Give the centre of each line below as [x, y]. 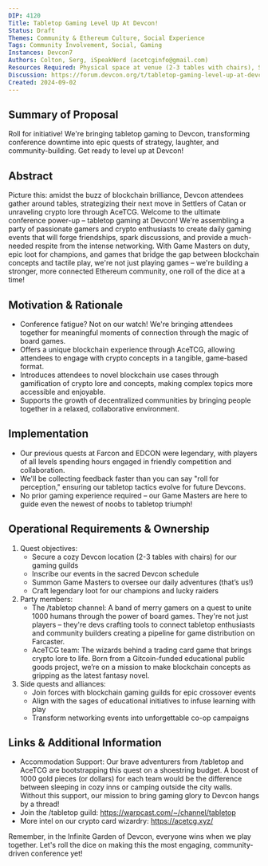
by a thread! [39, 804]
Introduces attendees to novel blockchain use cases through [119, 375]
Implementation [49, 434]
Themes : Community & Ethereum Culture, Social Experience [106, 38]
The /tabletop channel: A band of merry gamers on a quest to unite [142, 608]
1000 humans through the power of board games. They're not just [140, 616]
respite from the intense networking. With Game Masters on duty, [142, 246]
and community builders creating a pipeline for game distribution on [143, 633]
